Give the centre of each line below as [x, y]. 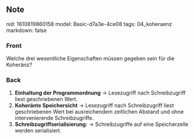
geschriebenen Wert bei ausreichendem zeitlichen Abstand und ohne [99, 112]
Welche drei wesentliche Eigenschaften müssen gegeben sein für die [90, 59]
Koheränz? [19, 65]
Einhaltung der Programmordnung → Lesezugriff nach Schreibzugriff [100, 93]
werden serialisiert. [38, 131]
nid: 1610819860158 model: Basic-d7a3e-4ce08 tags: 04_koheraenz [89, 24]
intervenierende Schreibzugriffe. [54, 118]
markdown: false [27, 30]
